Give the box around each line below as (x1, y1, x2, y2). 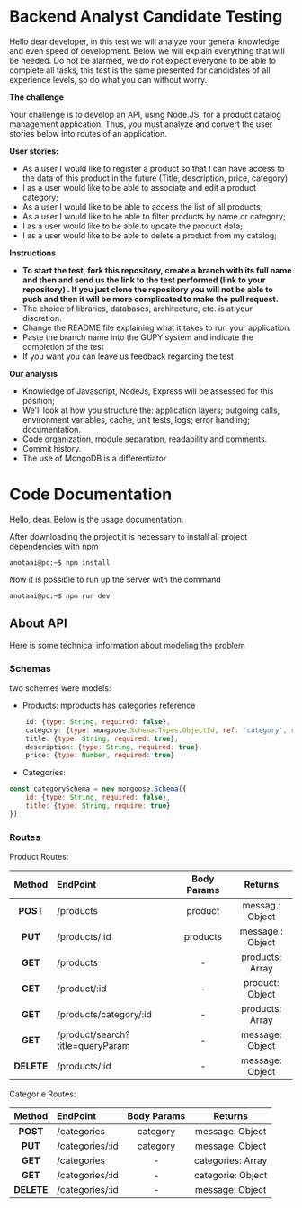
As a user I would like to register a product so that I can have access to (22, 163, 285, 174)
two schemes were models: (9, 682, 111, 693)
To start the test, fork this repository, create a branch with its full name (22, 264, 292, 275)
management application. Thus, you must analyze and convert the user (9, 119, 273, 130)
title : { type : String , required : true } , (25, 734, 179, 743)
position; (22, 395, 56, 406)
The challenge (9, 92, 65, 103)
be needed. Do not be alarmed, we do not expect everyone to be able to (9, 55, 277, 66)
